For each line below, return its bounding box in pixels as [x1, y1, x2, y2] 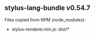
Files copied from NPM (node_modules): [4, 17, 86, 22]
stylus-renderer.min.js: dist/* [11, 26, 70, 32]
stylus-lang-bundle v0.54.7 [4, 4, 91, 12]
